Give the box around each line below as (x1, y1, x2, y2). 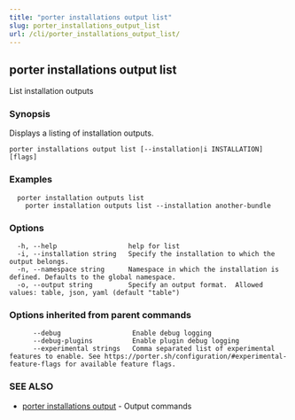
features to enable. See (9, 352, 101, 362)
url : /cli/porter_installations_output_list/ (9, 29, 180, 38)
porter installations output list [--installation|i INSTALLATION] (9, 145, 264, 154)
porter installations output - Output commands (21, 401, 192, 411)
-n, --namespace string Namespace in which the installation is (17, 265, 279, 275)
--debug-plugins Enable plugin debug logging (32, 337, 240, 346)
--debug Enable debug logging (32, 329, 213, 338)
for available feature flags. (65, 360, 176, 369)
